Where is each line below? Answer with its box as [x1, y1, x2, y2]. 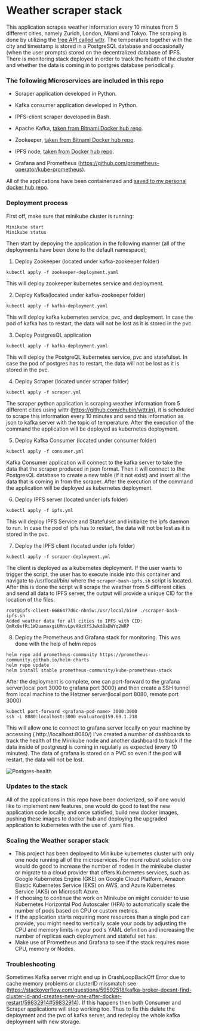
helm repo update [6, 662, 50, 668]
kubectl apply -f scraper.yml [6, 389, 82, 395]
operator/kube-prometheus [14, 166, 82, 173]
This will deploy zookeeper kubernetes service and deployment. [6, 279, 164, 287]
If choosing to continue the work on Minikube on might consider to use [14, 895, 189, 902]
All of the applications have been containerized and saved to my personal [6, 178, 187, 185]
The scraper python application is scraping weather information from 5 [6, 399, 180, 407]
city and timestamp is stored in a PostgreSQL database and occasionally [6, 42, 184, 50]
